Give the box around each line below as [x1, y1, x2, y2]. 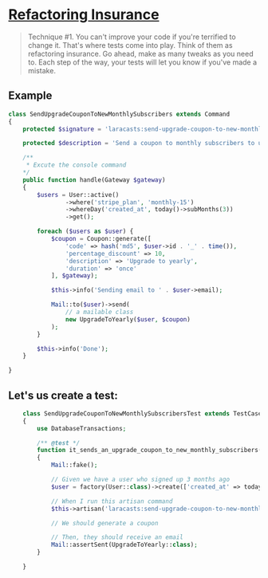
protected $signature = [22, 125, 102, 133]
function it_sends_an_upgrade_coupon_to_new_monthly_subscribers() [37, 446, 266, 454]
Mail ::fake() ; [50, 461, 98, 470]
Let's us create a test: [8, 388, 118, 402]
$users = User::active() [37, 191, 120, 199]
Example [8, 89, 53, 103]
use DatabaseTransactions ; [37, 424, 127, 432]
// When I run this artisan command [50, 497, 173, 505]
